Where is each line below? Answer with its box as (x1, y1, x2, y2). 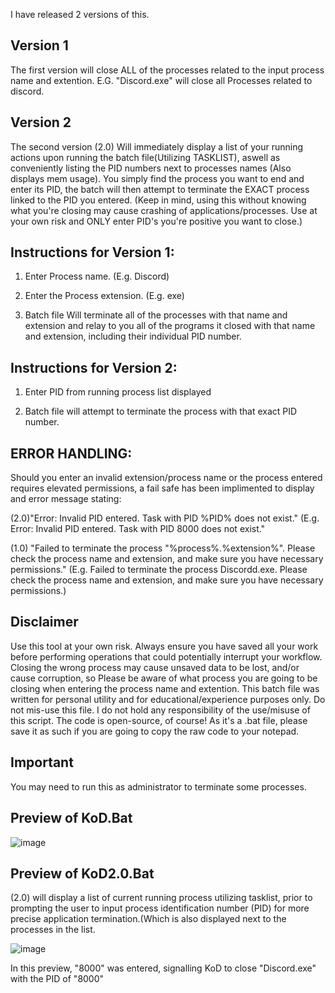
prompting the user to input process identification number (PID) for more (10, 902, 310, 914)
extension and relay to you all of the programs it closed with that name (24, 320, 316, 332)
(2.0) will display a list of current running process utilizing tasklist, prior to (10, 892, 313, 904)
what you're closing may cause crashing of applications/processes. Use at (10, 204, 318, 216)
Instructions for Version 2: (10, 359, 178, 376)
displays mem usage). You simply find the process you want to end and (10, 172, 305, 184)
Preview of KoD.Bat (10, 810, 133, 827)
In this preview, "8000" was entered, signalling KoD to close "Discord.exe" (10, 962, 317, 974)
